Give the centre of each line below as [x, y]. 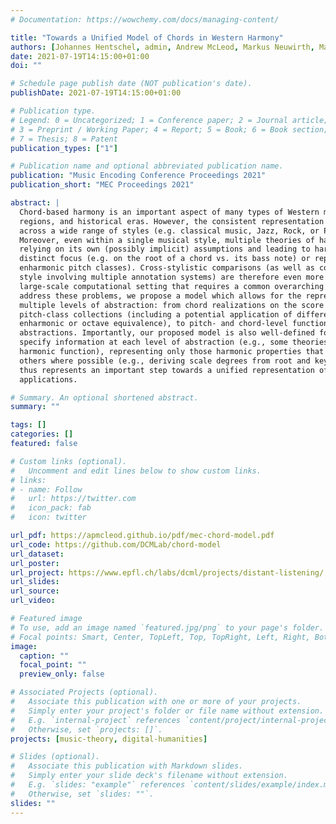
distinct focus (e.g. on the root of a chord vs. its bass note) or [165, 259]
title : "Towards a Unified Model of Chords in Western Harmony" [147, 37]
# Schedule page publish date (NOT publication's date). [131, 84]
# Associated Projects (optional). [84, 692]
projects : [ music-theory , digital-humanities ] [109, 739]
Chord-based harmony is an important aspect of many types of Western [169, 212]
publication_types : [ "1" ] [64, 148]
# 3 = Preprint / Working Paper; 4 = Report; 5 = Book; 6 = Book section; [169, 129]
